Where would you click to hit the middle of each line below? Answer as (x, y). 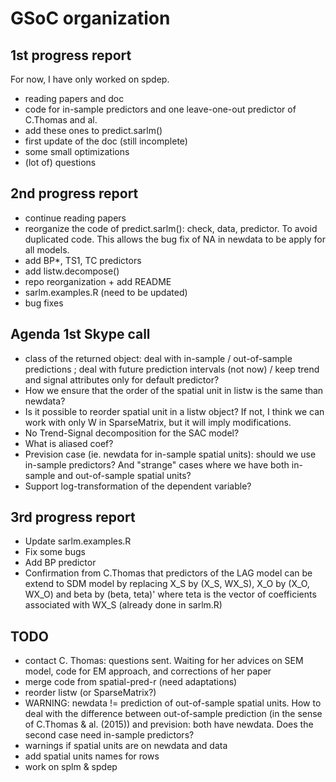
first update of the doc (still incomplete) (106, 141)
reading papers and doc (74, 98)
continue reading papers (75, 218)
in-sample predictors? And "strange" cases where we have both (157, 464)
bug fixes (44, 303)
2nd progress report (74, 193)
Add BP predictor (60, 563)
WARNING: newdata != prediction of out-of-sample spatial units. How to (173, 703)
